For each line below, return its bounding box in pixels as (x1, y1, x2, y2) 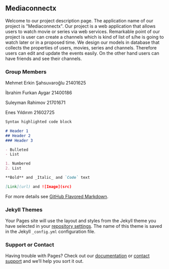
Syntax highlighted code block (5, 119, 72, 124)
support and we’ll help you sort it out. (5, 258, 84, 264)
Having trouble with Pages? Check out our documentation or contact (5, 253, 150, 259)
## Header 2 (5, 133, 31, 138)
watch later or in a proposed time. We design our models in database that (5, 39, 160, 45)
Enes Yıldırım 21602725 (5, 110, 55, 116)
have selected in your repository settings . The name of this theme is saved (5, 223, 162, 229)
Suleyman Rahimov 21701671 (5, 99, 66, 106)
